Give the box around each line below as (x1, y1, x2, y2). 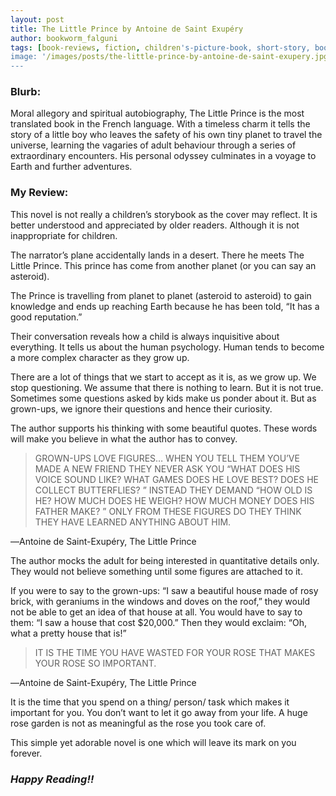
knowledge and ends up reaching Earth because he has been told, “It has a (10, 300, 320, 312)
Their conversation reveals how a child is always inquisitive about (10, 330, 280, 342)
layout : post (10, 14, 65, 25)
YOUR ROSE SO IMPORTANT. (34, 657, 157, 669)
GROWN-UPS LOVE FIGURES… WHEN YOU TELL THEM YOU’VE (34, 452, 300, 464)
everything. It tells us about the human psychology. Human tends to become (10, 341, 325, 353)
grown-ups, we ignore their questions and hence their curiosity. (10, 402, 273, 415)
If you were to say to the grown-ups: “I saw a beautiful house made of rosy (10, 584, 319, 596)
